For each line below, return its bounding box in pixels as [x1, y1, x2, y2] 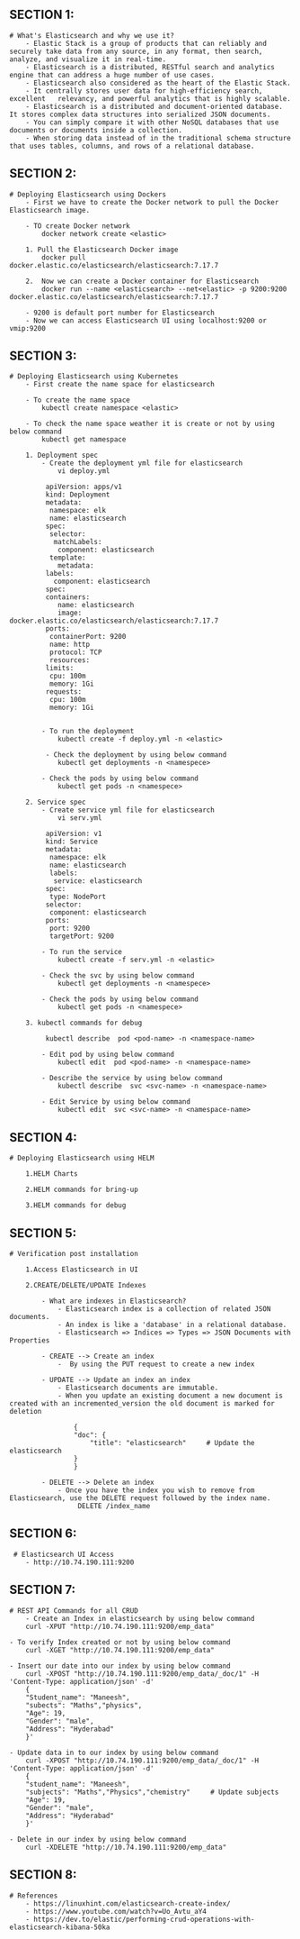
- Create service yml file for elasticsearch [41, 806, 216, 815]
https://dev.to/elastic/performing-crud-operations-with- [32, 1915, 255, 1924]
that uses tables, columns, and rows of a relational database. [9, 141, 255, 150]
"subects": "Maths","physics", [25, 1700, 143, 1710]
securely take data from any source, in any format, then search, [9, 47, 263, 56]
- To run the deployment [41, 727, 135, 736]
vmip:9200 [9, 323, 47, 332]
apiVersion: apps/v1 [45, 482, 123, 492]
